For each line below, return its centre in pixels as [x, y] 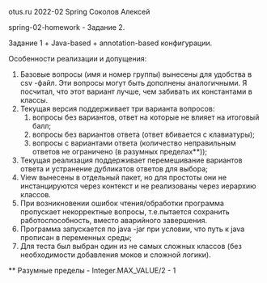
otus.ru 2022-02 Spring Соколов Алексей [79, 12]
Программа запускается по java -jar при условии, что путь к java [132, 229]
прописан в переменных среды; [76, 237]
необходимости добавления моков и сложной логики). [116, 255]
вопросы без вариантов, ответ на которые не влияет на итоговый [146, 117]
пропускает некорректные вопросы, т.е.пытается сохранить [125, 212]
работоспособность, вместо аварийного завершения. [114, 220]
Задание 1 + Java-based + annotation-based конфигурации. [110, 43]
